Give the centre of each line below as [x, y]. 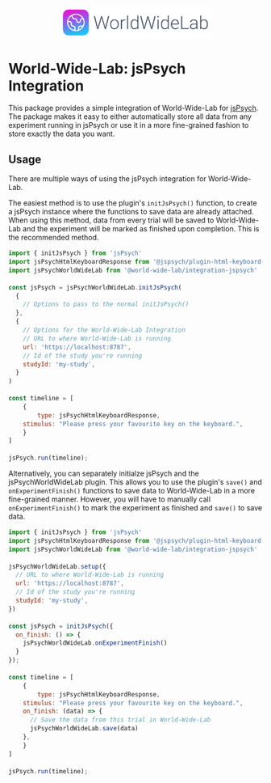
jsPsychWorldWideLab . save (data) [84, 729]
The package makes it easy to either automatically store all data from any [130, 116]
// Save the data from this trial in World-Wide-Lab [120, 720]
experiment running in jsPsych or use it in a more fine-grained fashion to [129, 125]
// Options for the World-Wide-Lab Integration [104, 330]
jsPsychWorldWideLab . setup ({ [57, 566]
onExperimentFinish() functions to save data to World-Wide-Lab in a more [132, 491]
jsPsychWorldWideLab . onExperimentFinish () [95, 643]
